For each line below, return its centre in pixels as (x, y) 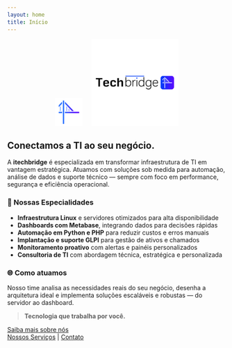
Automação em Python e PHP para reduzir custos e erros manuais (113, 232)
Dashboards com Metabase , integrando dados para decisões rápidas (117, 225)
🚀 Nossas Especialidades (50, 203)
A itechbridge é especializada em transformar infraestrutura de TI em (107, 162)
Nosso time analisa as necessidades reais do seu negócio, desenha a (107, 287)
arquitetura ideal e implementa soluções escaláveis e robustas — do (105, 295)
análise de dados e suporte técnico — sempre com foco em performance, (113, 177)
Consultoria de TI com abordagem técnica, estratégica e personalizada (119, 255)
